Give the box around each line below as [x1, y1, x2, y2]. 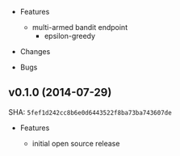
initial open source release [31, 138, 120, 148]
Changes [19, 47, 51, 56]
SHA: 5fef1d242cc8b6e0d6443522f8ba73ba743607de [8, 107, 172, 116]
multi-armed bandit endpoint [31, 23, 128, 32]
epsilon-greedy [44, 32, 95, 40]
